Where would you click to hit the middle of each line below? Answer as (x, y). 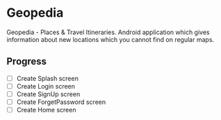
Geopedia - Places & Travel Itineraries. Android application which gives (108, 32)
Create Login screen (46, 86)
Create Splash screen (48, 78)
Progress (26, 62)
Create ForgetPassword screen (61, 102)
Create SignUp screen (48, 94)
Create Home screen (46, 110)
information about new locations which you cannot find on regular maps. (110, 39)
